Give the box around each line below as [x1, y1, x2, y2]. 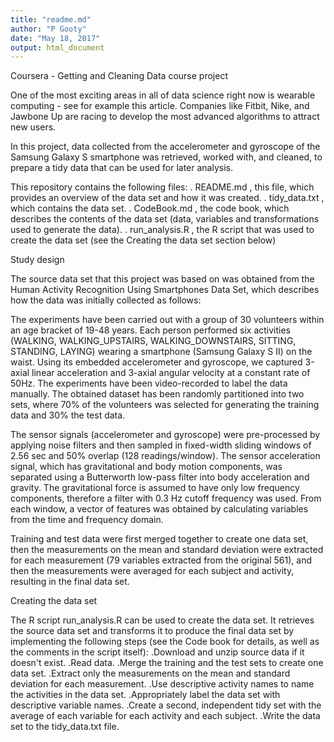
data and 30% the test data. [10, 409, 126, 421]
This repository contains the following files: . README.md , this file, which [10, 181, 315, 193]
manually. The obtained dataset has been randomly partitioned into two [10, 388, 305, 400]
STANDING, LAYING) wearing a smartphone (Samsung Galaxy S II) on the [10, 346, 313, 358]
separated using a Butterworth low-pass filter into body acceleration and [10, 471, 310, 483]
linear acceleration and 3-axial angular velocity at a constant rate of [31, 367, 311, 379]
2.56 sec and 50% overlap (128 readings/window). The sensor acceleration [10, 450, 321, 462]
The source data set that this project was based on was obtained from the [10, 273, 315, 285]
